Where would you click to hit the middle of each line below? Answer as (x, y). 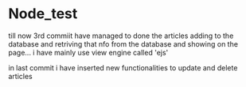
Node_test (43, 14)
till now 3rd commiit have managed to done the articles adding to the (121, 36)
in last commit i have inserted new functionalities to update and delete (123, 67)
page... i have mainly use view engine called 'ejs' (88, 52)
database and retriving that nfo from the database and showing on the (123, 43)
